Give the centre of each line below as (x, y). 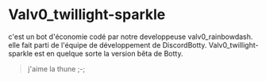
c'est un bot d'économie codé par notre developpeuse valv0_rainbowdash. (131, 37)
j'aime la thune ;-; (56, 68)
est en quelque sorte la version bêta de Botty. (109, 53)
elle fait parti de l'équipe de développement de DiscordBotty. (108, 44)
